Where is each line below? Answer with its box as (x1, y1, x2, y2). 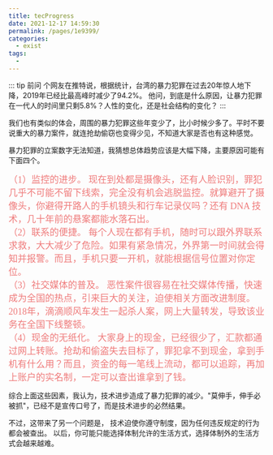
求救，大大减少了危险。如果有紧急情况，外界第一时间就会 (8, 240, 256, 251)
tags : (8, 49, 27, 58)
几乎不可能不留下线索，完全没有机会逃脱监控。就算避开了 (8, 187, 256, 199)
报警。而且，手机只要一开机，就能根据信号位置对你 (26, 253, 246, 264)
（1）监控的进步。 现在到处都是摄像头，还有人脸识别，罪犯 (8, 174, 262, 185)
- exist (15, 42, 42, 50)
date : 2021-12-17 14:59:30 (8, 19, 100, 28)
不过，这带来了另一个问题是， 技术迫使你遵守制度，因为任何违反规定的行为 (8, 418, 260, 427)
